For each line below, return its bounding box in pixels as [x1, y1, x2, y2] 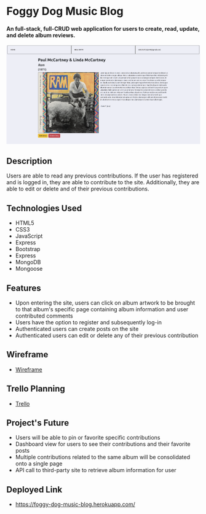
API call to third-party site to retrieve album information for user [15, 467, 176, 474]
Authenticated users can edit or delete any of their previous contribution [15, 332, 199, 339]
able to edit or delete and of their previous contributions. [6, 185, 149, 193]
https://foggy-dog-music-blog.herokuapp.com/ [15, 500, 135, 508]
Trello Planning [6, 384, 66, 394]
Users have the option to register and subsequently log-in [15, 319, 162, 326]
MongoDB [15, 259, 41, 266]
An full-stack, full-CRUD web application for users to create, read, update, [6, 25, 200, 32]
